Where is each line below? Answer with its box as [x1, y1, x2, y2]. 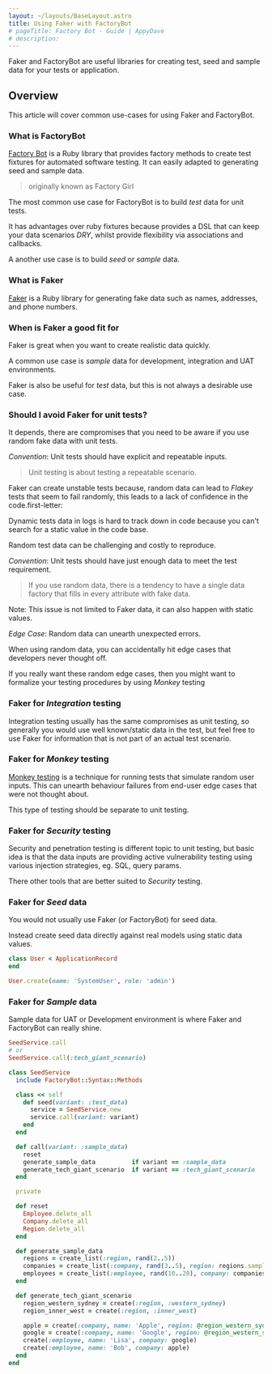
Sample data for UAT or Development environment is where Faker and [8, 1015, 242, 1024]
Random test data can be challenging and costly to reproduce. [8, 540, 216, 551]
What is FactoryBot [8, 130, 86, 142]
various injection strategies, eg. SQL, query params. [8, 861, 182, 870]
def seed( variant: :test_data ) [23, 1098, 129, 1106]
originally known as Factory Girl [28, 181, 134, 191]
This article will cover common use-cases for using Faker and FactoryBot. [8, 110, 255, 120]
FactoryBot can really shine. [8, 1023, 102, 1033]
